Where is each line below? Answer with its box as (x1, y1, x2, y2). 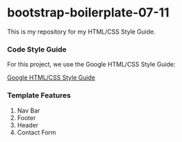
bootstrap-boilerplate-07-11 (7, 5, 170, 21)
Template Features (7, 91, 71, 100)
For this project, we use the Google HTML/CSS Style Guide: (7, 60, 176, 69)
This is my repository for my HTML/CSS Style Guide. (7, 27, 156, 36)
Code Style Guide (7, 45, 67, 54)
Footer (16, 113, 36, 121)
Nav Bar (16, 106, 41, 115)
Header (16, 121, 39, 129)
